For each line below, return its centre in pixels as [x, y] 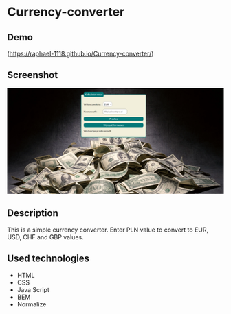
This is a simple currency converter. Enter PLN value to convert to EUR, [108, 230]
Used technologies [48, 259]
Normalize [32, 304]
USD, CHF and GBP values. [45, 237]
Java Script [33, 289]
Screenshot [33, 75]
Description [33, 213]
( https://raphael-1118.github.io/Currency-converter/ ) [80, 53]
